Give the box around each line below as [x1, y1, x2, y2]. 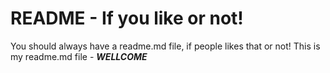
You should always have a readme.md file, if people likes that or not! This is [10, 40, 321, 52]
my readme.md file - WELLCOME [10, 50, 148, 62]
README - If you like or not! [10, 7, 244, 30]
